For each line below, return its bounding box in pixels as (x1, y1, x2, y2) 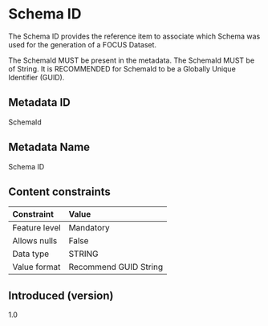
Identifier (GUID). (8, 72, 65, 82)
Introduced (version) (8, 288, 114, 302)
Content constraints (8, 185, 111, 198)
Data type (12, 248, 50, 259)
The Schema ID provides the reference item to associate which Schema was (8, 31, 261, 41)
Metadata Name (8, 141, 91, 154)
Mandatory (68, 222, 110, 234)
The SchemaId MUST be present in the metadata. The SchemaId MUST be (8, 55, 255, 65)
